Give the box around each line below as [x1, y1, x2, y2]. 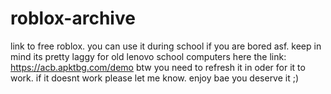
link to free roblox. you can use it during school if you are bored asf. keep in [10, 40, 322, 52]
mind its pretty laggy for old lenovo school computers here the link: [10, 50, 287, 62]
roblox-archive [10, 7, 136, 30]
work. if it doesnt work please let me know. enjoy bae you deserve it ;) [10, 72, 300, 84]
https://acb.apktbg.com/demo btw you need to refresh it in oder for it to [10, 61, 306, 73]
